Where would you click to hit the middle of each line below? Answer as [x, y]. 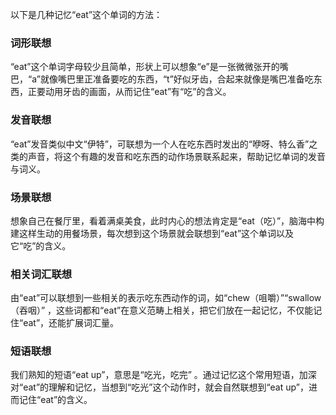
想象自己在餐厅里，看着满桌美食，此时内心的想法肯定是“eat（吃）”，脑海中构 [167, 220]
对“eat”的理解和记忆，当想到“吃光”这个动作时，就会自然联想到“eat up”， [159, 387]
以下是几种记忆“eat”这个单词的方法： [86, 14]
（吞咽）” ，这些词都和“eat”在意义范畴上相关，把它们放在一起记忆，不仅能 [162, 310]
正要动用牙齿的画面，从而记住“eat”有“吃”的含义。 [129, 92]
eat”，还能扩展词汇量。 [71, 323]
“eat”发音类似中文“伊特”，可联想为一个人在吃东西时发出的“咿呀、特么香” [160, 144]
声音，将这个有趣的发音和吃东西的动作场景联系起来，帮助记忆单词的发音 [176, 156]
